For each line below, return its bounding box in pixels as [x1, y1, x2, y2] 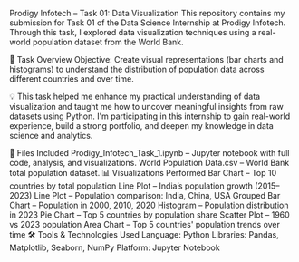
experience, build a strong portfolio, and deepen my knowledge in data [9, 121, 274, 131]
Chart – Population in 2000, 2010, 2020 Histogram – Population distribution [9, 199, 289, 210]
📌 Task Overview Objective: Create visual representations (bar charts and [9, 54, 284, 64]
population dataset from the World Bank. [32, 36, 184, 47]
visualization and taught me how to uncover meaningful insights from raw [9, 102, 284, 112]
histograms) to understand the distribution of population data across [9, 63, 265, 74]
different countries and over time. [9, 73, 134, 84]
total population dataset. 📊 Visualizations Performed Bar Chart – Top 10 [9, 168, 277, 178]
